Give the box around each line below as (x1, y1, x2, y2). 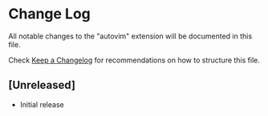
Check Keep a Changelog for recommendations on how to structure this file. (8, 55, 261, 65)
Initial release (19, 99, 64, 109)
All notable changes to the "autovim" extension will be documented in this (8, 31, 253, 41)
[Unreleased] (8, 78, 76, 92)
